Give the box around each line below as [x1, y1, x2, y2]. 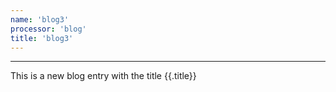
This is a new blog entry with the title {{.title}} [10, 70, 197, 82]
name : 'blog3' [10, 14, 70, 25]
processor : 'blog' [10, 24, 87, 34]
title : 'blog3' [10, 33, 74, 43]
